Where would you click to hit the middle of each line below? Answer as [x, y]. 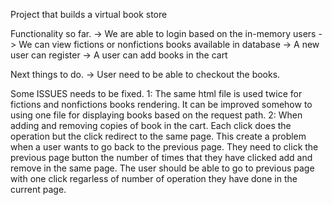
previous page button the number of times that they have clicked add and [161, 157]
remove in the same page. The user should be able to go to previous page [162, 168]
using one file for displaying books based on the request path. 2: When [156, 115]
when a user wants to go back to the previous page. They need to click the [164, 147]
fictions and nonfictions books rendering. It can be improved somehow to [161, 104]
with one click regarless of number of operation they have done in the [154, 178]
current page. [38, 189]
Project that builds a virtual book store [89, 14]
